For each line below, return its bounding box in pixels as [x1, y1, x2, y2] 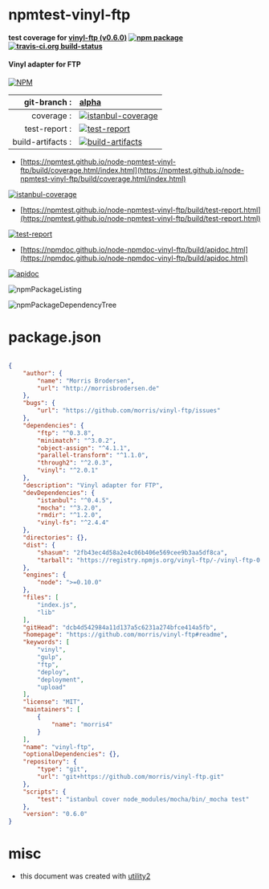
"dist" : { [22, 541, 56, 549]
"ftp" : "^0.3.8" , [37, 428, 95, 437]
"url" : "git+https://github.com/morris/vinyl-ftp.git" [37, 773, 225, 781]
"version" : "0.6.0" [22, 810, 88, 818]
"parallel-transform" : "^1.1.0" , [37, 452, 149, 460]
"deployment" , [37, 675, 84, 684]
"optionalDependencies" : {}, [22, 750, 120, 759]
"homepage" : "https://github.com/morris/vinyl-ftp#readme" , [22, 631, 228, 639]
